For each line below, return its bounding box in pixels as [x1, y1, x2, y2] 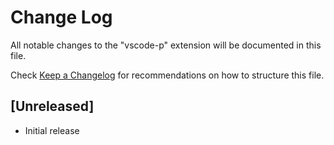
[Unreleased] [10, 98, 95, 115]
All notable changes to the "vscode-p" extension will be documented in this [10, 39, 322, 51]
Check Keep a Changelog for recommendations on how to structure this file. [10, 69, 325, 81]
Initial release [24, 124, 80, 136]
